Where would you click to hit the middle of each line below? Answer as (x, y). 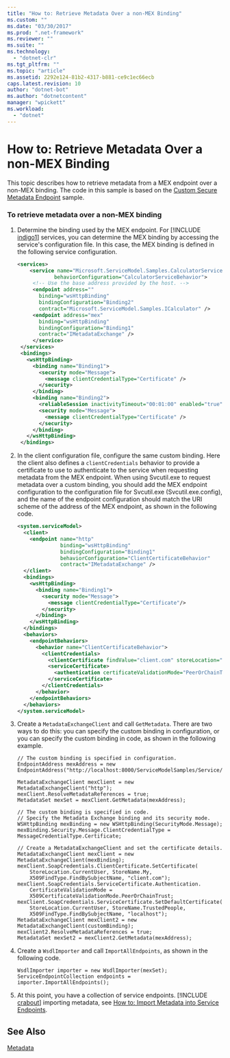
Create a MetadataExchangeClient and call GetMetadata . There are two (115, 724)
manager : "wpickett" (37, 103)
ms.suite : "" (26, 45)
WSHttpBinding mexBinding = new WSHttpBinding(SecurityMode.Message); (120, 824)
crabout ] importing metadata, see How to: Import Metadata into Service (118, 1003)
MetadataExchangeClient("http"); (65, 788)
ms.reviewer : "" (30, 39)
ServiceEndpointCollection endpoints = (74, 977)
